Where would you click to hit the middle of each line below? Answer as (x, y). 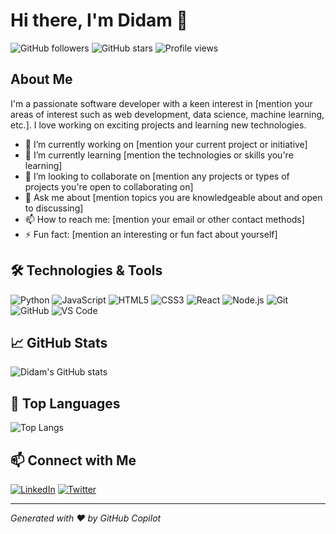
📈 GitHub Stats (59, 342)
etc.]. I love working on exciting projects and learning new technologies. (158, 125)
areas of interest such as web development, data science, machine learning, (167, 114)
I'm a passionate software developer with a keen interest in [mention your (161, 103)
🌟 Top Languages (65, 403)
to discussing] (54, 208)
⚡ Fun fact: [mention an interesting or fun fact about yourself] (151, 234)
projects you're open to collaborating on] (109, 186)
